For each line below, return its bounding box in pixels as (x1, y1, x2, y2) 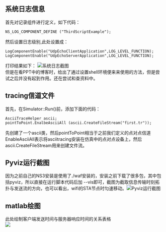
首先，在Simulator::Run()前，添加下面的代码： (5, 105, 101, 112)
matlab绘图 (5, 201, 41, 210)
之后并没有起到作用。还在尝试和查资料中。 (9, 75, 98, 81)
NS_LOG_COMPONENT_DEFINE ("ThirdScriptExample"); (5, 29, 112, 34)
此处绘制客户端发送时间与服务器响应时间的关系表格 (5, 216, 111, 222)
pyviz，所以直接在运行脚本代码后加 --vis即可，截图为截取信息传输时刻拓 (9, 179, 160, 185)
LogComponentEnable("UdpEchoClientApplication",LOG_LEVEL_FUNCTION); (5, 48, 154, 54)
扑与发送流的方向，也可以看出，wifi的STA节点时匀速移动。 (5, 186, 127, 192)
